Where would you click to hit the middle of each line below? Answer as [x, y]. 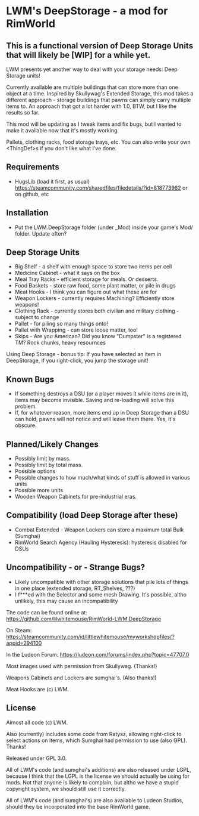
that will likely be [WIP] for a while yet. [78, 55]
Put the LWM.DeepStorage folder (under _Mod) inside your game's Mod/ [104, 227]
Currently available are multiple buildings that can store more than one [92, 87]
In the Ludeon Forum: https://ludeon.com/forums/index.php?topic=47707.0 [98, 654]
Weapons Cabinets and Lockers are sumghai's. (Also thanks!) [81, 678]
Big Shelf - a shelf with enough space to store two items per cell [93, 267]
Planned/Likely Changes [53, 444]
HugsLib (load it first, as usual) [52, 181]
